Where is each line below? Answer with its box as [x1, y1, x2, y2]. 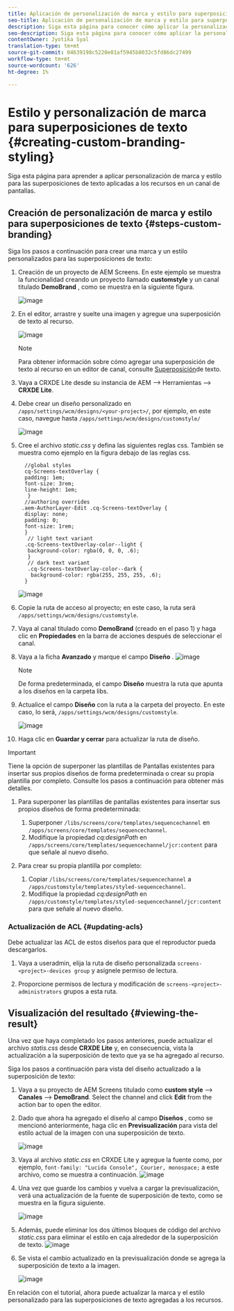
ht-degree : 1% [8, 68, 49, 75]
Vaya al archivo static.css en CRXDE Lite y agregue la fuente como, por [17, 1156, 223, 1164]
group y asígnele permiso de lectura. [74, 966, 178, 975]
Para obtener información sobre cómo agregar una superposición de [17, 358, 215, 366]
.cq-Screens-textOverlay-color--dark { [27, 565, 143, 573]
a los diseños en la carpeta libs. [17, 687, 109, 696]
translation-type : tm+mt [8, 42, 80, 49]
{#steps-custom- [144, 217, 222, 230]
